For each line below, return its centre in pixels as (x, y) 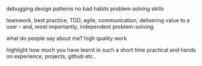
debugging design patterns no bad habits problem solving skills (85, 9)
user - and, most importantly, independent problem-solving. (80, 27)
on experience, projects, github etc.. (51, 56)
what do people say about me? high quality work (67, 38)
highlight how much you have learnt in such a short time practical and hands (101, 50)
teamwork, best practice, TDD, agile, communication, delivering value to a (98, 20)
